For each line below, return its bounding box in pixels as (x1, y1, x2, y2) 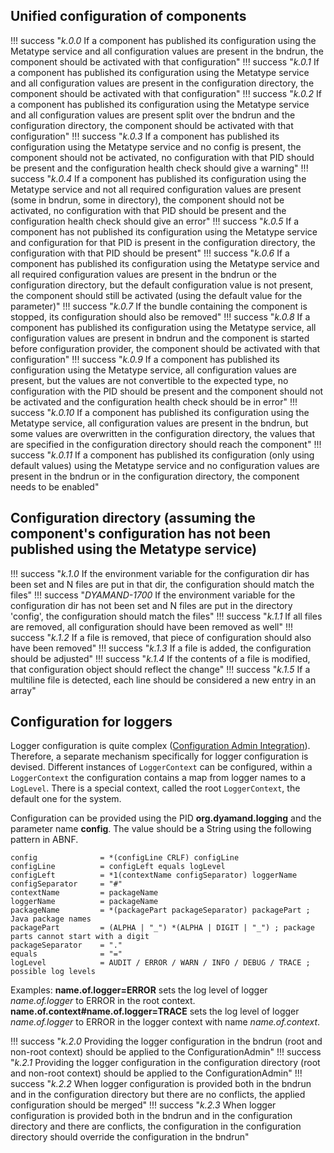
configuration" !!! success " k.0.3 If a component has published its (10, 130, 280, 142)
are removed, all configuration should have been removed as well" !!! (10, 620, 293, 633)
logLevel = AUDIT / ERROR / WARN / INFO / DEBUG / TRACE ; (10, 958, 311, 968)
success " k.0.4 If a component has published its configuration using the (10, 172, 307, 184)
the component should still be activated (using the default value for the (10, 289, 303, 301)
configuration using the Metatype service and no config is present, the (10, 140, 302, 153)
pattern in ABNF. (10, 834, 79, 846)
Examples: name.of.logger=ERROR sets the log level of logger (10, 984, 268, 996)
